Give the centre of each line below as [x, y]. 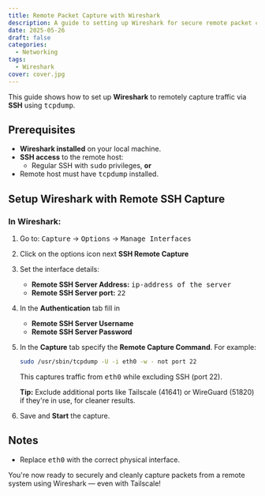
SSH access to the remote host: [71, 157]
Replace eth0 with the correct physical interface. [99, 460]
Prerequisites [42, 130]
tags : [17, 60]
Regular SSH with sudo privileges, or [91, 166]
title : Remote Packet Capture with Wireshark [84, 15]
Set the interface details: [60, 269]
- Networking [37, 52]
